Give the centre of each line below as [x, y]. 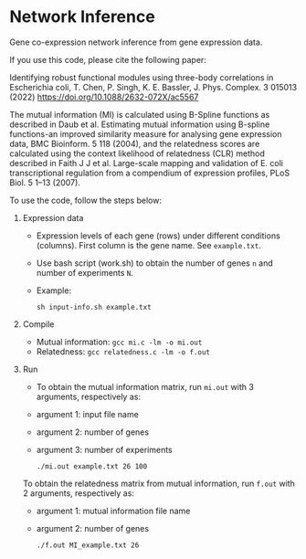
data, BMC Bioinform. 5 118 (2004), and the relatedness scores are [135, 143]
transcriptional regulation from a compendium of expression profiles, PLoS [150, 173]
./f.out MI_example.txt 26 [88, 545]
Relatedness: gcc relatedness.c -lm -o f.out [123, 351]
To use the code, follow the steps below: [86, 200]
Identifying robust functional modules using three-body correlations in [142, 77]
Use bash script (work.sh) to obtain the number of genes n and [154, 263]
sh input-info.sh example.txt [94, 307]
